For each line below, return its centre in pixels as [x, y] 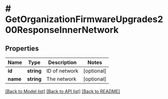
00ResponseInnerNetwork [62, 30]
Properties [22, 48]
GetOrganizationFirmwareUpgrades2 [84, 19]
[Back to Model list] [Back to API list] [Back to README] [63, 91]
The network [61, 79]
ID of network [62, 71]
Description [62, 62]
